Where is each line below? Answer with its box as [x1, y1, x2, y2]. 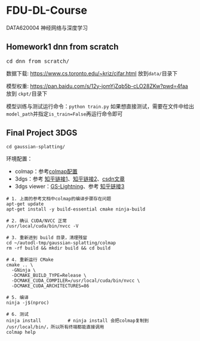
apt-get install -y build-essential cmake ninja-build [6, 206, 146, 212]
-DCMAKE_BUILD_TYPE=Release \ [11, 272, 87, 278]
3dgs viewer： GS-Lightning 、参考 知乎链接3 [14, 182, 125, 190]
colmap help [6, 329, 36, 335]
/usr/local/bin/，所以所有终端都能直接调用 [6, 324, 104, 330]
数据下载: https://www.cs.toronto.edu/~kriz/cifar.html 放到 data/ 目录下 [6, 69, 178, 77]
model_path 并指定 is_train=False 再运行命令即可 [6, 110, 123, 117]
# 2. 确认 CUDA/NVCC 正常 [6, 218, 67, 224]
